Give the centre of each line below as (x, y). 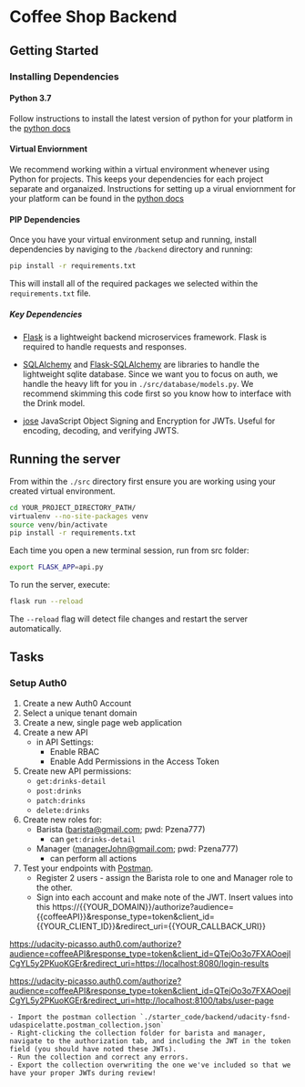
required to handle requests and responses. (105, 346)
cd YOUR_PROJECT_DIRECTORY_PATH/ (73, 507)
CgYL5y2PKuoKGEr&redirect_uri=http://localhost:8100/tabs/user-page (142, 1000)
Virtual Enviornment (49, 149)
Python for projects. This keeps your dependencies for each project (137, 179)
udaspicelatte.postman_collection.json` (87, 1025)
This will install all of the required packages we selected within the (134, 283)
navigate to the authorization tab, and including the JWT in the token (150, 1041)
